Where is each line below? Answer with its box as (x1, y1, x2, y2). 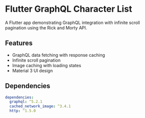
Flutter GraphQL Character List (5, 3, 132, 15)
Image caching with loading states (12, 62, 82, 68)
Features (5, 39, 33, 47)
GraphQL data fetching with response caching (12, 52, 105, 58)
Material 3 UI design (12, 68, 53, 73)
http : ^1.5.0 (9, 109, 36, 114)
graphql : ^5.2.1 (9, 99, 42, 104)
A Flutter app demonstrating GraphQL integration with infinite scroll (5, 20, 140, 25)
